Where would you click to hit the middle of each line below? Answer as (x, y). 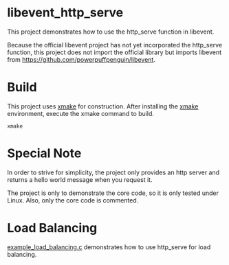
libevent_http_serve (65, 13)
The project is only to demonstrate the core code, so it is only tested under (113, 193)
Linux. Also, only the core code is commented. (73, 200)
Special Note (44, 153)
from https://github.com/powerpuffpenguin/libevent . (81, 59)
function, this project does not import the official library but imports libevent (115, 52)
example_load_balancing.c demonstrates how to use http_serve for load (109, 247)
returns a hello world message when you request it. (80, 179)
